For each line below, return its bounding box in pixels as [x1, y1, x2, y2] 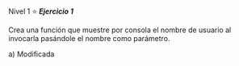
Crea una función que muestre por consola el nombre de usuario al [8, 25, 232, 35]
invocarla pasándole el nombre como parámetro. [8, 34, 170, 43]
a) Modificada [8, 49, 55, 59]
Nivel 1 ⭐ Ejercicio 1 [8, 6, 74, 16]
